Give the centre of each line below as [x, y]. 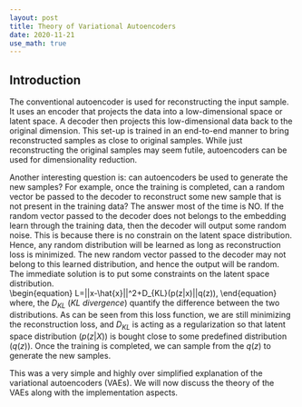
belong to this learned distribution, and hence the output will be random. [144, 264]
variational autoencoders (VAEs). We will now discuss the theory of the [142, 382]
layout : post [34, 18]
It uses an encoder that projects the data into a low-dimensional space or [146, 112]
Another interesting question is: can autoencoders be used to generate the [149, 177]
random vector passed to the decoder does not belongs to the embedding [148, 216]
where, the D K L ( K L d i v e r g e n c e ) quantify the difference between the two [145, 303]
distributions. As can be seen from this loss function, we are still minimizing [150, 314]
